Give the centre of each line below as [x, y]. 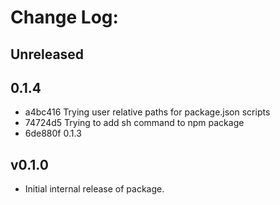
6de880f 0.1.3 [53, 133]
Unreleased [47, 54]
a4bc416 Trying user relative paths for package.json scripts [147, 112]
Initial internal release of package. [94, 189]
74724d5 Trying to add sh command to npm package [134, 123]
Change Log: [64, 17]
